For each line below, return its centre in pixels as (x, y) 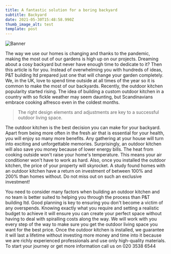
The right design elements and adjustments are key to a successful (88, 112)
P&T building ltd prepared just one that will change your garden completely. (84, 75)
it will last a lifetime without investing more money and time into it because (83, 235)
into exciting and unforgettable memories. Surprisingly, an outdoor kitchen (83, 144)
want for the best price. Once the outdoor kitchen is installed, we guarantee (85, 230)
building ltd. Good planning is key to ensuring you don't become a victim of (84, 203)
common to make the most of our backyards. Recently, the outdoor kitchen (84, 86)
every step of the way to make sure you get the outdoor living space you (82, 224)
